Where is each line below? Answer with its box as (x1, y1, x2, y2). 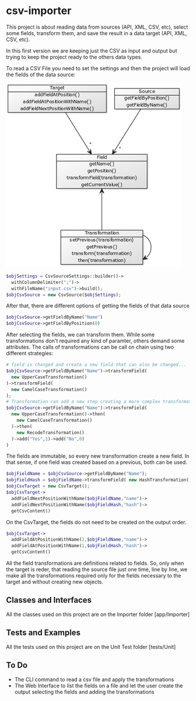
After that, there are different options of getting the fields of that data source (6, 303, 190, 310)
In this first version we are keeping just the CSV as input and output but (6, 47, 177, 54)
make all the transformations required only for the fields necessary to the (6, 572, 182, 579)
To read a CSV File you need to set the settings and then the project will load (6, 64, 190, 71)
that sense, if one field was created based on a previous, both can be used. (6, 459, 188, 466)
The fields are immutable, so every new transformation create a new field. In (6, 452, 190, 460)
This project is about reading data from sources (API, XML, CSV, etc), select (6, 23, 188, 30)
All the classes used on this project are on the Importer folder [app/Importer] (6, 610, 190, 618)
